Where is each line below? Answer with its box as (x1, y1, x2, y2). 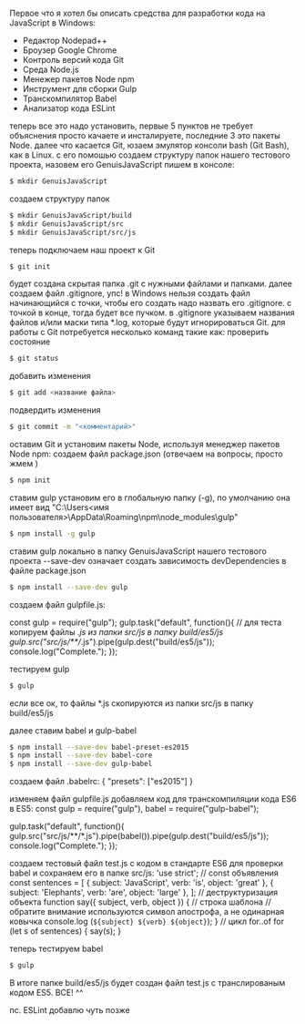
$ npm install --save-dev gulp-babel (9, 760, 153, 769)
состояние (9, 336, 51, 347)
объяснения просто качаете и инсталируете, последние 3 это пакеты (9, 130, 280, 140)
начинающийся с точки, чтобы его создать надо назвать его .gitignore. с (9, 298, 292, 309)
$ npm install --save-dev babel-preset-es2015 (9, 742, 189, 752)
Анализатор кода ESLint (22, 103, 116, 113)
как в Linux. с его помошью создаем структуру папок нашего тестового (9, 149, 291, 160)
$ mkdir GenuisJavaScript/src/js (9, 228, 137, 237)
